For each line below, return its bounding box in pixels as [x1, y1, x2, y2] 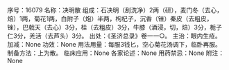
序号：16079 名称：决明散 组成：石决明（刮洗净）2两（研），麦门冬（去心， [7, 6, 223, 14]
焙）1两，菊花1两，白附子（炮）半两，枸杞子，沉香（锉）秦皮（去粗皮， [7, 14, 213, 23]
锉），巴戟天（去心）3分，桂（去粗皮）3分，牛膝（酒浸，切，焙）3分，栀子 [7, 23, 222, 31]
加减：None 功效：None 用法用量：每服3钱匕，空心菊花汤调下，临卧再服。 [7, 40, 222, 48]
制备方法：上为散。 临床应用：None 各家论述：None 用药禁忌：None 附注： [7, 49, 224, 57]
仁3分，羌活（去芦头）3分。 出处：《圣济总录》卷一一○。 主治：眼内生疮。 [7, 32, 221, 40]
